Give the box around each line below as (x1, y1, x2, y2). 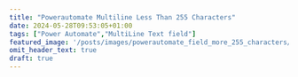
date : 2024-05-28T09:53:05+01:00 (9, 21, 133, 30)
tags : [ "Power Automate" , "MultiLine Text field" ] (9, 29, 197, 38)
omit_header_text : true (9, 46, 98, 55)
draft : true (9, 54, 53, 63)
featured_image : (9, 37, 69, 47)
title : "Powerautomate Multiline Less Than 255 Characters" (9, 12, 237, 22)
